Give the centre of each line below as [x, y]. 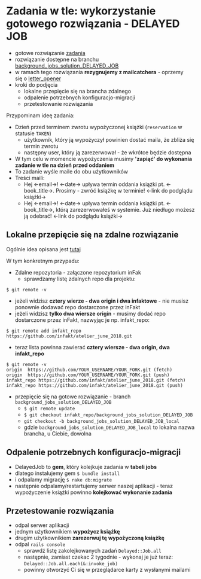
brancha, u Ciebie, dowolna [57, 433]
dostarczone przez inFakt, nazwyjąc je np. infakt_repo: [82, 320]
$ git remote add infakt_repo [44, 331]
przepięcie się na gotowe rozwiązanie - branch [73, 397]
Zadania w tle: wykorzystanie [81, 11]
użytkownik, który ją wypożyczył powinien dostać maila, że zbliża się [109, 139]
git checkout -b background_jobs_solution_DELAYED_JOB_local [101, 421]
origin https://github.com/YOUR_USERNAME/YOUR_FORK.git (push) [88, 375]
